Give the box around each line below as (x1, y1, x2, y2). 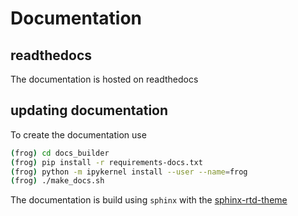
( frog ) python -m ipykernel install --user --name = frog (10, 167, 248, 177)
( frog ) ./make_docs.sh (10, 176, 105, 186)
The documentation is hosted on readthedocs (10, 73, 199, 85)
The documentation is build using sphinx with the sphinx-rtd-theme (10, 194, 288, 206)
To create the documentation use (10, 128, 147, 141)
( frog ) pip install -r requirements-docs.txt (10, 157, 203, 167)
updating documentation (10, 102, 169, 119)
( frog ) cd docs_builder (10, 148, 110, 158)
